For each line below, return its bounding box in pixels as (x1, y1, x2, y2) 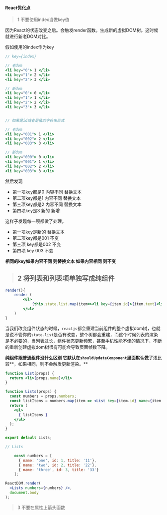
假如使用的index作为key (5, 44, 54, 50)
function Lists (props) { (5, 389, 57, 394)
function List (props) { (5, 371, 55, 376)
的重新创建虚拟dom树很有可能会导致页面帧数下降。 (5, 344, 110, 350)
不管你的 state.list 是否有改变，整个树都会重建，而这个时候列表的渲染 (13, 331, 158, 337)
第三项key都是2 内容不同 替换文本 (12, 201, 82, 207)
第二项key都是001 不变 (12, 235, 59, 241)
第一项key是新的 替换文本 (12, 229, 65, 235)
